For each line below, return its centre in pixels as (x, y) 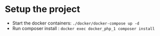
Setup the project (43, 9)
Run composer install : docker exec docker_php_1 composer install (83, 28)
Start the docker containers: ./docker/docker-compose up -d (76, 23)
